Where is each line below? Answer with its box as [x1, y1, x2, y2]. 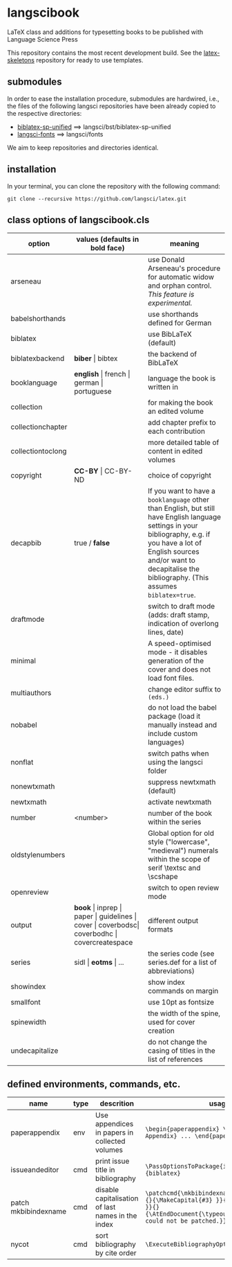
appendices [95, 1119, 134, 1129]
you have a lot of [147, 539, 202, 548]
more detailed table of [147, 438, 220, 448]
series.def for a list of [147, 958, 217, 968]
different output [147, 916, 199, 926]
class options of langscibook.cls [7, 213, 150, 226]
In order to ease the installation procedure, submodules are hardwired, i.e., [7, 94, 220, 103]
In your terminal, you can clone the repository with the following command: [7, 182, 221, 190]
